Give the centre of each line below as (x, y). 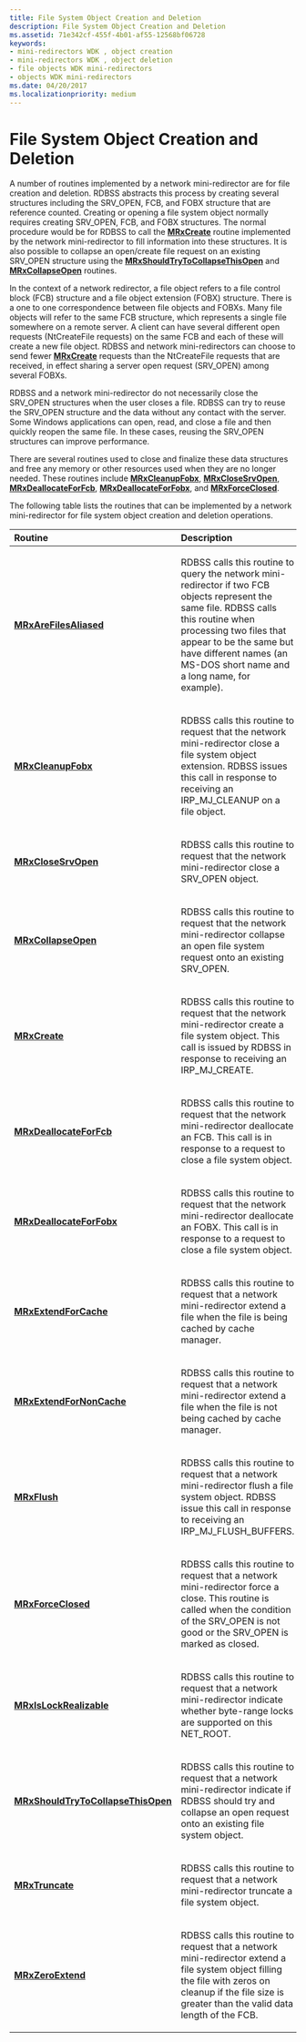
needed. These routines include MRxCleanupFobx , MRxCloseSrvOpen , (145, 478)
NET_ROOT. (206, 1734)
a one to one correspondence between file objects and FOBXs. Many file (146, 308)
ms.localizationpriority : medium (73, 94)
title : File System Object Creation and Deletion (106, 18)
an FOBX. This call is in (230, 1228)
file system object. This (230, 1036)
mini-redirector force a (230, 1588)
